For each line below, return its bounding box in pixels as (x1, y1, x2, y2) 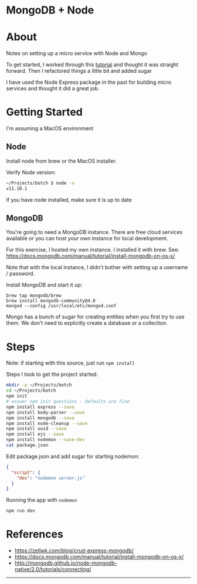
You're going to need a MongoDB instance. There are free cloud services (6, 229, 183, 236)
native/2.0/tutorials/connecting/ (14, 566, 91, 573)
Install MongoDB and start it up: (6, 281, 83, 288)
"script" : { (11, 470, 41, 476)
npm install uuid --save (6, 426, 67, 432)
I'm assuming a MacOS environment (6, 125, 94, 132)
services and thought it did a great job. (6, 85, 100, 92)
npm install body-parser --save (6, 409, 85, 415)
